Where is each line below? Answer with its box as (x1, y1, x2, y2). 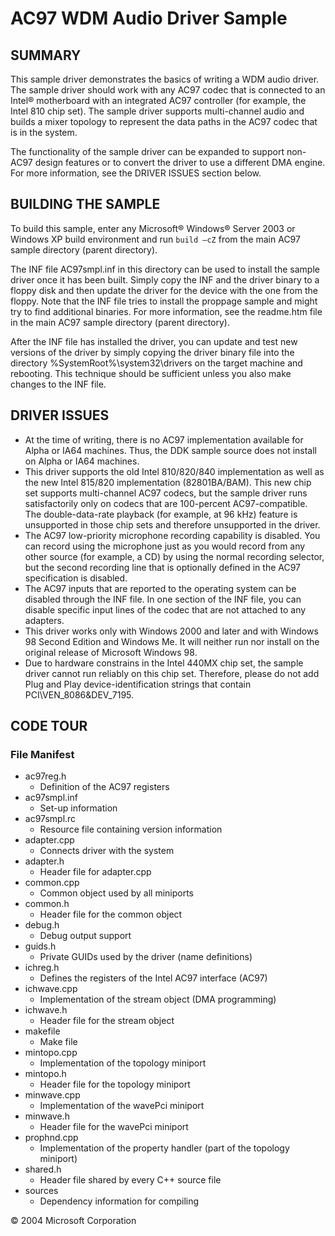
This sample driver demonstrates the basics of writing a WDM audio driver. (10, 73, 320, 85)
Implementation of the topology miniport (39, 1057, 207, 1069)
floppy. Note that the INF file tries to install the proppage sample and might (10, 295, 318, 307)
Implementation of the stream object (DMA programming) (39, 993, 277, 1006)
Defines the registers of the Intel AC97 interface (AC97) (39, 972, 268, 984)
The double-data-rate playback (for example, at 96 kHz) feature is (24, 508, 298, 520)
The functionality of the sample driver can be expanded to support (10, 146, 285, 157)
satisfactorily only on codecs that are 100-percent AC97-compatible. (24, 497, 308, 509)
